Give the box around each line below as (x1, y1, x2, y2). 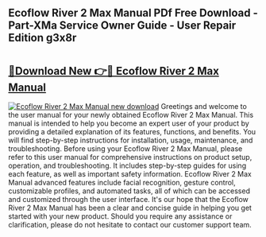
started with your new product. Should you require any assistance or (8, 212, 233, 221)
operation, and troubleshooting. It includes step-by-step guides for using (8, 161, 247, 170)
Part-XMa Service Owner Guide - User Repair (8, 19, 237, 33)
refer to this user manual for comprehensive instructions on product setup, (8, 153, 253, 161)
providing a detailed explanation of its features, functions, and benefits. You (8, 127, 256, 136)
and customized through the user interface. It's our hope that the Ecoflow (8, 195, 249, 204)
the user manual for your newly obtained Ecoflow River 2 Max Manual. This (8, 111, 254, 119)
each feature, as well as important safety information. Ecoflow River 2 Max (8, 169, 253, 178)
